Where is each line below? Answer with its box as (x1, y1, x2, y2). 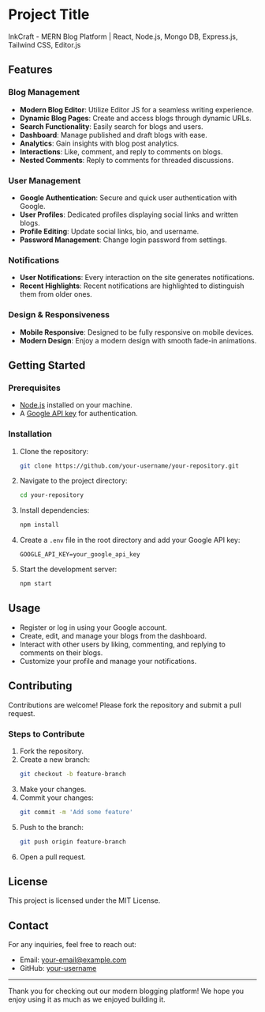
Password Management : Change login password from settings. (19, 235, 227, 244)
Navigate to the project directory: (19, 476, 128, 486)
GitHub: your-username (19, 964, 97, 973)
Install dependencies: (19, 506, 90, 515)
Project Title (8, 6, 90, 24)
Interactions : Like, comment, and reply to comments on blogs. (19, 146, 223, 156)
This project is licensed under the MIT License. (8, 896, 161, 905)
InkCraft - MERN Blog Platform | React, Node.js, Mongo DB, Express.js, (8, 32, 238, 41)
